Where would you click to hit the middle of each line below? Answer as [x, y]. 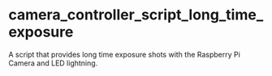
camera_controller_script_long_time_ [136, 15]
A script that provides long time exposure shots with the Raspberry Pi [125, 54]
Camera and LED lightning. [53, 63]
